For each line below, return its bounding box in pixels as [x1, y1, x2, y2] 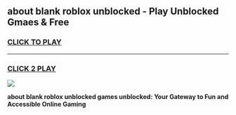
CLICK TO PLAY [7, 38, 62, 47]
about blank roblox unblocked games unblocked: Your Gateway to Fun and [7, 92, 229, 100]
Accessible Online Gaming [7, 100, 86, 108]
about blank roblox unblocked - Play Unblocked [7, 6, 219, 17]
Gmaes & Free [7, 17, 70, 29]
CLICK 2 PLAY [7, 63, 56, 73]
